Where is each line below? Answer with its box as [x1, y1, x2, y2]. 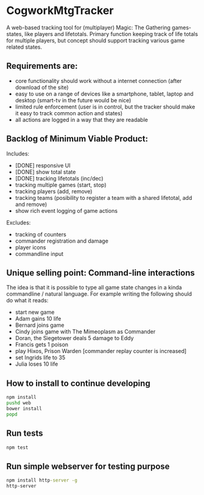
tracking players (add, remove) [15, 187, 93, 195]
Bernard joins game [15, 321, 65, 329]
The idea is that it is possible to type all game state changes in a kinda [6, 284, 182, 291]
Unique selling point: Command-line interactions [6, 268, 195, 278]
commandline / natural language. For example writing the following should [6, 290, 192, 297]
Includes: [6, 150, 29, 157]
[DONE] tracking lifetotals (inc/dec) [15, 174, 104, 182]
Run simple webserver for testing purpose [6, 461, 170, 471]
